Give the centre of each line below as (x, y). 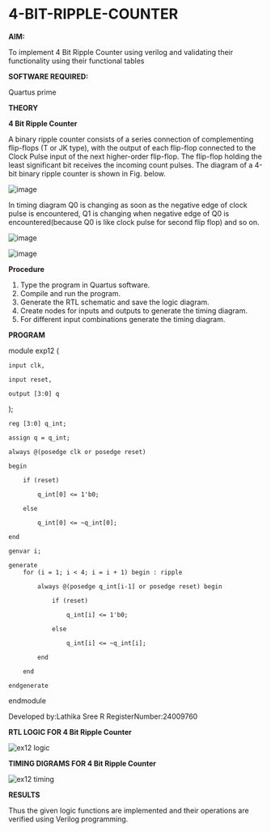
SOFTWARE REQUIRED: (49, 76)
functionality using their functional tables (76, 61)
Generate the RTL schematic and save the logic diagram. (115, 302)
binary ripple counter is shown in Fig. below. (92, 173)
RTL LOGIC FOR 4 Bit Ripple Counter (70, 732)
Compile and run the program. (70, 293)
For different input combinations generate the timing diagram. (123, 319)
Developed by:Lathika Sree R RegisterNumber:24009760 (103, 716)
